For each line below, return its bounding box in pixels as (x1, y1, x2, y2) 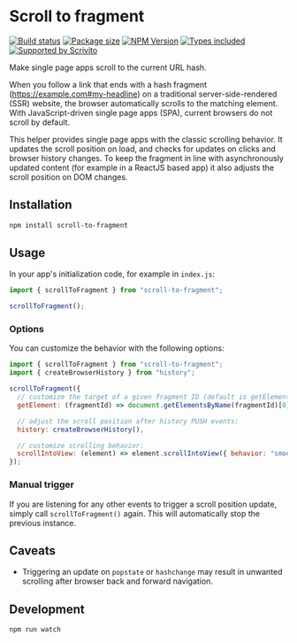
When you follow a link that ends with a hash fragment (9, 79, 208, 89)
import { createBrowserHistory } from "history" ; (9, 368, 196, 377)
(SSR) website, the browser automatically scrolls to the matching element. (9, 97, 278, 108)
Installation (9, 198, 72, 213)
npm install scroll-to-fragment (9, 221, 128, 229)
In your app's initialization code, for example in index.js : (9, 268, 215, 280)
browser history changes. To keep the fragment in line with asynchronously (9, 152, 285, 163)
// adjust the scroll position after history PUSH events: (17, 416, 240, 426)
